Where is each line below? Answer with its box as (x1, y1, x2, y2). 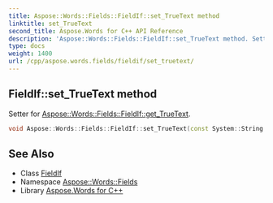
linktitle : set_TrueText (8, 19, 93, 28)
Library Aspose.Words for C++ (19, 186, 123, 196)
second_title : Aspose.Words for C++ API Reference (8, 27, 184, 35)
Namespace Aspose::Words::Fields (19, 177, 138, 187)
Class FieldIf (19, 168, 63, 179)
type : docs (8, 42, 45, 50)
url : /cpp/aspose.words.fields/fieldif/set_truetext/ (8, 58, 195, 66)
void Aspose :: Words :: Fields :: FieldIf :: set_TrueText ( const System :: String (8, 124, 264, 132)
